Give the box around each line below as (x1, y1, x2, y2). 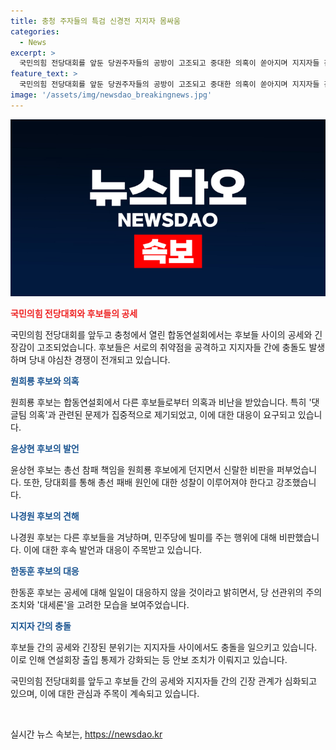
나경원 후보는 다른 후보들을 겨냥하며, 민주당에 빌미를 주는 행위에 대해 (10, 531, 277, 544)
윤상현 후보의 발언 (10, 443, 80, 455)
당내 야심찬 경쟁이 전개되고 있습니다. (28, 354, 171, 366)
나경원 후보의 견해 (10, 510, 80, 522)
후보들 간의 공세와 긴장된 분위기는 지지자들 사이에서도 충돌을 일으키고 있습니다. (10, 641, 318, 654)
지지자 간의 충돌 (10, 620, 72, 632)
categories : (10, 26, 60, 37)
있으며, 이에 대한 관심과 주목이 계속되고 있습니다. (10, 688, 200, 700)
